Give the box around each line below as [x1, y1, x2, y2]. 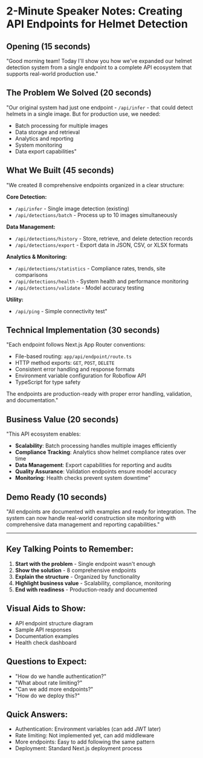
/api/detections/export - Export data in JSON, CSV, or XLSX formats [14, 241, 188, 248]
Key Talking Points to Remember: [6, 544, 134, 554]
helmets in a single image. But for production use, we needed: [6, 110, 161, 118]
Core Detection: [6, 193, 47, 201]
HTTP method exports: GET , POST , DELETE [14, 359, 115, 367]
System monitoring [14, 141, 62, 148]
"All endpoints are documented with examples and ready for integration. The [6, 508, 196, 516]
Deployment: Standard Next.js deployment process [14, 745, 143, 752]
